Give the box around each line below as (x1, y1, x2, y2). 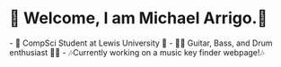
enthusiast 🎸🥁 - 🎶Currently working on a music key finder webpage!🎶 (9, 46, 265, 57)
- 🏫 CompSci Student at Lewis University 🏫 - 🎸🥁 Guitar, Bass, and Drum (9, 38, 273, 48)
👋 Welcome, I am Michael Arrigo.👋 (9, 8, 268, 29)
